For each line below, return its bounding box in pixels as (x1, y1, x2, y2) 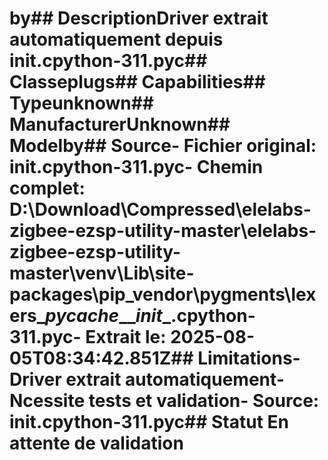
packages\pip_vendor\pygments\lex (9, 283, 317, 306)
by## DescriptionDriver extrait (9, 7, 269, 30)
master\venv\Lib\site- (9, 262, 195, 285)
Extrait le (85, 326, 161, 349)
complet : (9, 177, 86, 200)
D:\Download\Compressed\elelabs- (9, 198, 312, 221)
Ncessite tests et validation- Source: (9, 390, 320, 412)
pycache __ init (45, 305, 163, 327)
